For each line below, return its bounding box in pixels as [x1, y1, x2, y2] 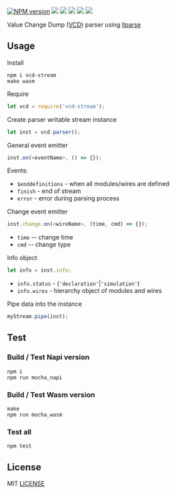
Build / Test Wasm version [7, 390, 96, 400]
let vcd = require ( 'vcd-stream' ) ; [7, 103, 106, 109]
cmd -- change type [16, 240, 71, 249]
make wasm [7, 77, 35, 85]
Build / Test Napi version [7, 352, 90, 362]
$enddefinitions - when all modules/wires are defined [16, 180, 170, 188]
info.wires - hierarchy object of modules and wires [16, 287, 162, 295]
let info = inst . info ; [7, 267, 72, 274]
